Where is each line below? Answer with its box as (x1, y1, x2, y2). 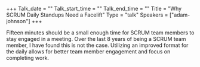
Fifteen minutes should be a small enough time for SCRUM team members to (6, 29, 195, 36)
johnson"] (6, 18, 31, 24)
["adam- (169, 11, 190, 18)
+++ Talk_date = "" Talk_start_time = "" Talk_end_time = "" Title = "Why (6, 5, 182, 12)
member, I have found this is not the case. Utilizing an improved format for (6, 42, 189, 49)
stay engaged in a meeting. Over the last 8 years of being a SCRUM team (6, 36, 186, 42)
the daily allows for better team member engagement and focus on (6, 48, 171, 55)
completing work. (6, 55, 50, 61)
